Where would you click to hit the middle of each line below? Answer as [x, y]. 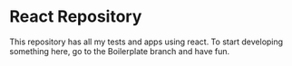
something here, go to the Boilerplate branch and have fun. [120, 51]
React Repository [76, 17]
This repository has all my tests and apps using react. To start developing [146, 42]
